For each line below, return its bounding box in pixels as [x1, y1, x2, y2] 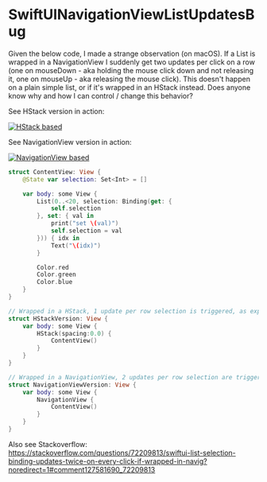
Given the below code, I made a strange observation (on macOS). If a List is [8, 49, 256, 58]
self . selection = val [50, 227, 123, 235]
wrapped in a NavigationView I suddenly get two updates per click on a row [8, 57, 256, 67]
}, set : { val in [37, 212, 94, 220]
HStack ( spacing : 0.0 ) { [37, 329, 112, 337]
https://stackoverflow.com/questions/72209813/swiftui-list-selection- [8, 448, 236, 457]
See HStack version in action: [8, 106, 105, 116]
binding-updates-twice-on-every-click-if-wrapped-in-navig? [8, 456, 208, 466]
